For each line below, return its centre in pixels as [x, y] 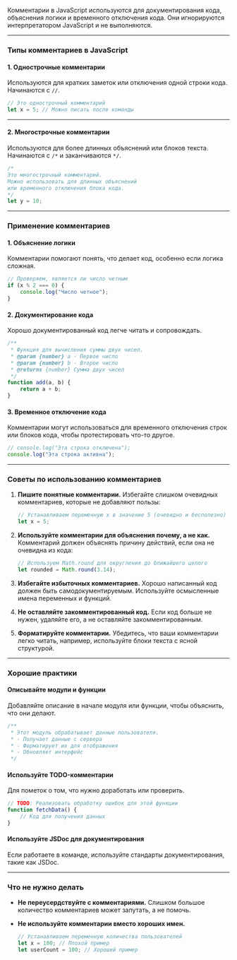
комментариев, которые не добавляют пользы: [89, 502]
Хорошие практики [42, 672]
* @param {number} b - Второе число [64, 363]
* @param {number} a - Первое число [64, 356]
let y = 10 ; [25, 201]
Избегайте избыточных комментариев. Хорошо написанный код [117, 583]
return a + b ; [41, 389]
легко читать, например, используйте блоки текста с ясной [108, 640]
